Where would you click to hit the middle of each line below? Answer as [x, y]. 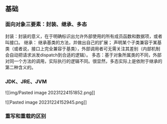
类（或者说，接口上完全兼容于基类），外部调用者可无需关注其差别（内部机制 [83, 48]
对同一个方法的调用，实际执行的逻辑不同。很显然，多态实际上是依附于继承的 [84, 61]
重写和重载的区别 [26, 116]
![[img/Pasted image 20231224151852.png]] [50, 92]
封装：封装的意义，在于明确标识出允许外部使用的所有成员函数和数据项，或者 [84, 36]
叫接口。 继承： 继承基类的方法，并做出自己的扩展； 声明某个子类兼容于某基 [83, 42]
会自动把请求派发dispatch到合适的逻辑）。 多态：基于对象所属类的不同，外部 [83, 55]
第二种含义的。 [20, 67]
